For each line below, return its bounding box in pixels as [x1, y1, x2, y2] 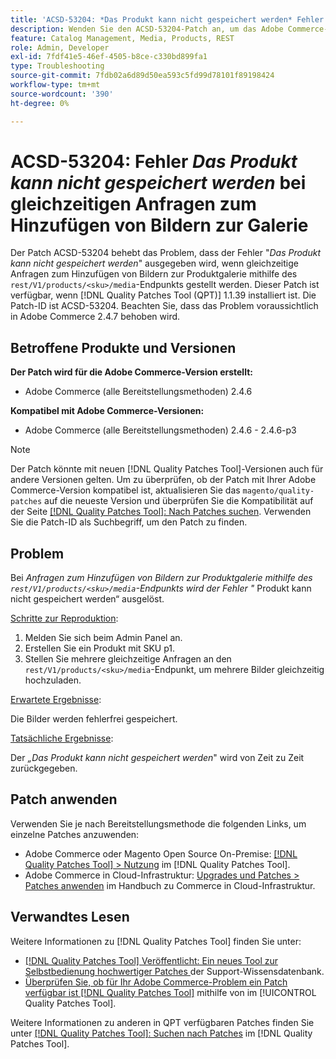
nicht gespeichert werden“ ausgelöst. [10, 593, 165, 605]
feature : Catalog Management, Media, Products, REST [10, 33, 235, 43]
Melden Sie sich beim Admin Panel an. [24, 632, 183, 644]
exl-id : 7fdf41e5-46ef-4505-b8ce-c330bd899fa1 [10, 52, 208, 62]
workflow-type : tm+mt [10, 80, 101, 90]
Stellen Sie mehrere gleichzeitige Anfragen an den [24, 653, 232, 665]
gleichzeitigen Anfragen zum [10, 192, 257, 215]
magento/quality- [242, 486, 315, 496]
